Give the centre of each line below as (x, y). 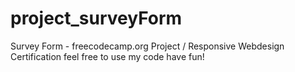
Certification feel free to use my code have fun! (107, 56)
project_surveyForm (96, 18)
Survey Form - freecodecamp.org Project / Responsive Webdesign (147, 46)
